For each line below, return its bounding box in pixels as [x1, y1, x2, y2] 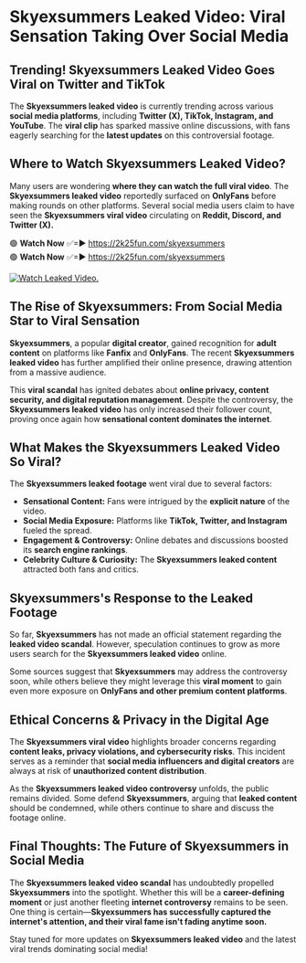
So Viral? [9, 454, 62, 470]
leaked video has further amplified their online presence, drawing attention [9, 356, 292, 367]
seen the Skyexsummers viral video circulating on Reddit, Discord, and [9, 209, 281, 220]
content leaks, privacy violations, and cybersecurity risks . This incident [9, 746, 286, 757]
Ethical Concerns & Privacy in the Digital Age [9, 712, 269, 727]
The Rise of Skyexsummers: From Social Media [9, 299, 283, 314]
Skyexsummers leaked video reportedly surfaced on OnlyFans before [9, 190, 277, 201]
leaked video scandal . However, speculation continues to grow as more [9, 639, 280, 650]
